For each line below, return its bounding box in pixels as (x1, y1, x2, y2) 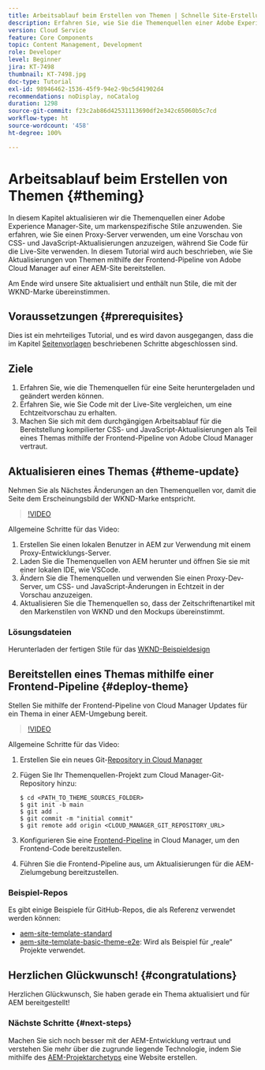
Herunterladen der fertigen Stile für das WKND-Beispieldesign (8, 644, 211, 654)
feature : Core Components (8, 33, 93, 42)
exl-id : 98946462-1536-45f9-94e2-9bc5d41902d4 (8, 84, 164, 93)
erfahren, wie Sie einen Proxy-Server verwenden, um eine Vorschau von (8, 230, 243, 239)
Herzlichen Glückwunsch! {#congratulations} (8, 968, 237, 982)
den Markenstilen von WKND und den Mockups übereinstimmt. (19, 607, 225, 616)
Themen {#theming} (8, 186, 145, 205)
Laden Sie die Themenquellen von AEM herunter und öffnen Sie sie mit (19, 557, 250, 565)
